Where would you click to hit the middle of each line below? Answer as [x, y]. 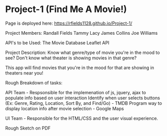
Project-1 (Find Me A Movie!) [66, 9]
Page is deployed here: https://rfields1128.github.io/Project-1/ [69, 23]
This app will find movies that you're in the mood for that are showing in [80, 67]
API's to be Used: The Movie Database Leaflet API [57, 43]
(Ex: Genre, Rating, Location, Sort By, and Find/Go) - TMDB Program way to [84, 103]
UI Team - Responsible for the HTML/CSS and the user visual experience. [82, 118]
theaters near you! [24, 73]
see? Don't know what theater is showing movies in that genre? [71, 58]
